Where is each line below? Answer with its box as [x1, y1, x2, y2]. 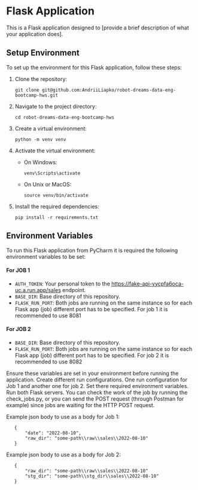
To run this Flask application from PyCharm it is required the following [6, 246, 178, 254]
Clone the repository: [14, 75, 68, 82]
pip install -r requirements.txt [14, 214, 99, 220]
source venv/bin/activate [23, 192, 89, 199]
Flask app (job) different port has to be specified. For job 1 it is [14, 305, 169, 312]
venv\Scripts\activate [23, 170, 81, 176]
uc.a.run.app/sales [14, 286, 62, 293]
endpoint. [62, 286, 86, 293]
